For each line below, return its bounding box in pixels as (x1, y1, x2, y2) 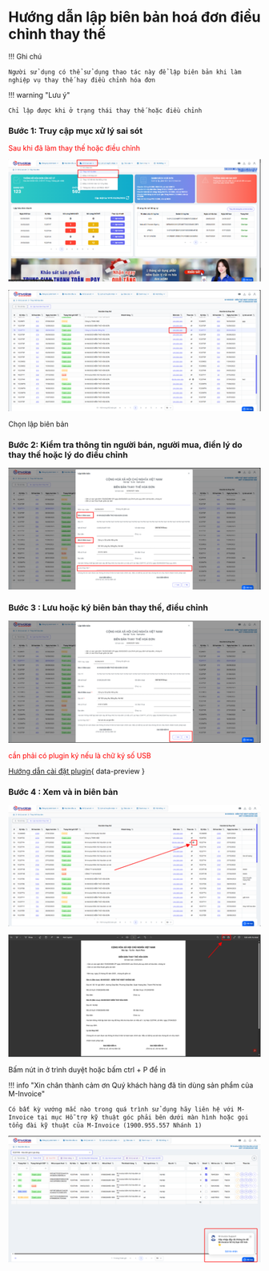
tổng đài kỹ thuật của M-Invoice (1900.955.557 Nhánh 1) (8, 1122, 203, 1130)
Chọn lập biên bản (8, 419, 70, 429)
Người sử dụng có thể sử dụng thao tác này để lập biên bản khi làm (8, 68, 242, 76)
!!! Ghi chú (8, 51, 42, 61)
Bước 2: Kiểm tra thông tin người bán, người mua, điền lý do (8, 439, 243, 450)
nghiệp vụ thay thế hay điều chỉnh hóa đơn (8, 76, 156, 84)
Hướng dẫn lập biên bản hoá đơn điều (8, 8, 261, 26)
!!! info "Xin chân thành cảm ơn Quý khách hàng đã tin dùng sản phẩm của (8, 1080, 254, 1090)
